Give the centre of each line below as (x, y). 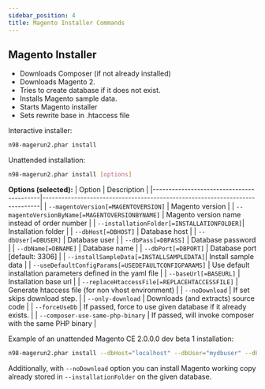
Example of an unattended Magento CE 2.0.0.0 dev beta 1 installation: (121, 339)
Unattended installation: (47, 160)
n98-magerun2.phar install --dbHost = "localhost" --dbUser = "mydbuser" (125, 354)
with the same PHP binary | (52, 324)
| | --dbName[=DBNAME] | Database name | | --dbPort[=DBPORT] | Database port (132, 248)
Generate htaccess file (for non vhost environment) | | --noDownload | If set (129, 290)
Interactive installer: (40, 131)
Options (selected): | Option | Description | (78, 190)
